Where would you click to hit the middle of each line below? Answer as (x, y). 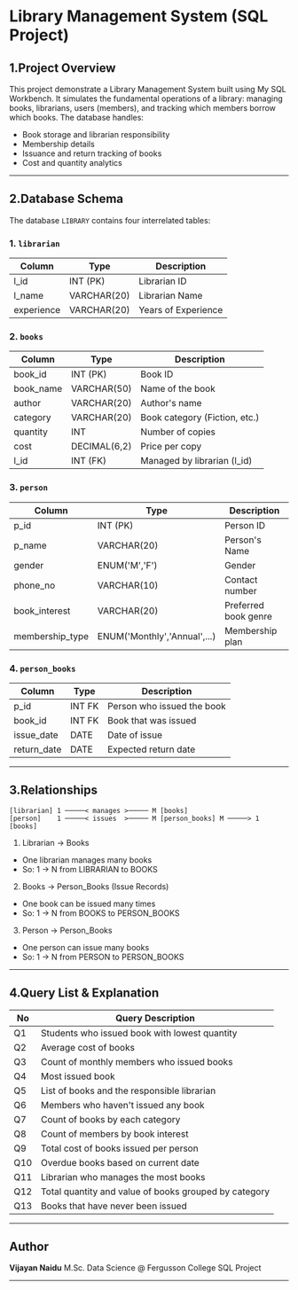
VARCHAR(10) (128, 585)
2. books (27, 337)
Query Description (155, 1018)
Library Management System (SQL (139, 16)
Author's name (171, 403)
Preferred (244, 605)
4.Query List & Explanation (84, 993)
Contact (241, 580)
